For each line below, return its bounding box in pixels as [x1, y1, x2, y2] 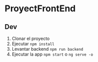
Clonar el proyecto [11, 35, 50, 41]
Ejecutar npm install [11, 41, 55, 47]
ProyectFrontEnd [4, 3, 76, 14]
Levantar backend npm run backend [11, 46, 84, 52]
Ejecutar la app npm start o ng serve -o [11, 51, 94, 57]
